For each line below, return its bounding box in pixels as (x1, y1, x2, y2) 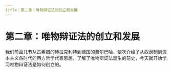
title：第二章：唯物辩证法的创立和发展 (5, 7, 78, 13)
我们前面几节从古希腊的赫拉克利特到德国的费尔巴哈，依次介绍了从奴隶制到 (5, 49, 162, 55)
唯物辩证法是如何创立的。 (9, 61, 64, 67)
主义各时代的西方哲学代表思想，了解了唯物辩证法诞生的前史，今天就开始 (9, 55, 162, 61)
